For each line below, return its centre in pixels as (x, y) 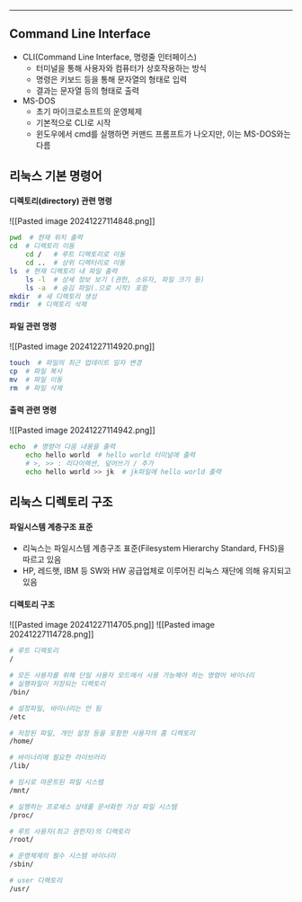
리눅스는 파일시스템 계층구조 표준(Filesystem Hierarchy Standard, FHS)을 (153, 549)
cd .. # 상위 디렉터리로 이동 (75, 263)
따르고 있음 (42, 559)
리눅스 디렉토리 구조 (61, 502)
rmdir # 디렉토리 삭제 (48, 305)
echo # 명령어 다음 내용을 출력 (62, 447)
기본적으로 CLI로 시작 (73, 122)
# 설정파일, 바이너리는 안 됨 (55, 708)
